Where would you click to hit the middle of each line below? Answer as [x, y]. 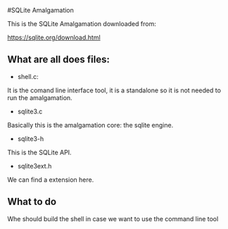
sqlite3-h [31, 138]
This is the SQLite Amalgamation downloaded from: [82, 24]
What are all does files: [59, 60]
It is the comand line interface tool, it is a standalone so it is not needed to [114, 90]
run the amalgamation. [40, 97]
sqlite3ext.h [34, 166]
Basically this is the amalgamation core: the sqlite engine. [90, 125]
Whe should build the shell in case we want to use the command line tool [113, 218]
